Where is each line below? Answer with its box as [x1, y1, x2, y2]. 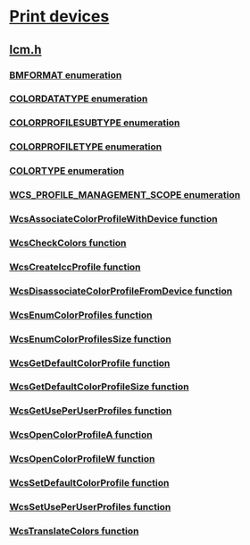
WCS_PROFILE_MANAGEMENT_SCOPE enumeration [9, 189, 241, 201]
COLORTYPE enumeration [9, 165, 125, 177]
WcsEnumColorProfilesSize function [9, 333, 171, 345]
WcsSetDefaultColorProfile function [9, 477, 170, 490]
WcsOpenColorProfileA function [9, 429, 154, 441]
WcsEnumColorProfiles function [9, 309, 154, 321]
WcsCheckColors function [9, 236, 127, 249]
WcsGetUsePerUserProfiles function [9, 404, 172, 417]
